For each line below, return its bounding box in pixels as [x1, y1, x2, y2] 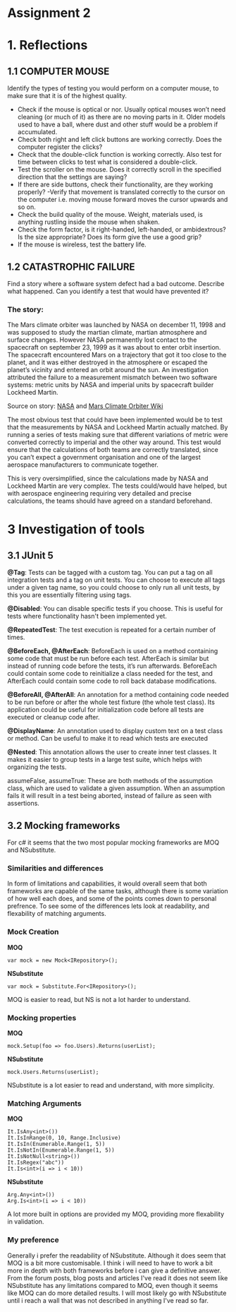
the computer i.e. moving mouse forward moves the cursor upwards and [17, 196, 228, 204]
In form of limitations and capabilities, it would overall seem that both [7, 879, 208, 888]
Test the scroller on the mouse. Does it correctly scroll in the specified [17, 165, 222, 174]
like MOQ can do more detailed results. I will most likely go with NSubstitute [7, 1289, 227, 1297]
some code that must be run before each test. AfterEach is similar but [7, 655, 209, 663]
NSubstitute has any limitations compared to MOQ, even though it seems [7, 1281, 218, 1289]
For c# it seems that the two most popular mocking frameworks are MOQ [7, 838, 220, 847]
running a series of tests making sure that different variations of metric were [7, 431, 228, 439]
